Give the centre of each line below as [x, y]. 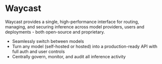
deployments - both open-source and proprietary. [55, 32]
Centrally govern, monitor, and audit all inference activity [69, 56]
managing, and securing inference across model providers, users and [75, 26]
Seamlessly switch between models [48, 41]
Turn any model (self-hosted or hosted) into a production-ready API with [85, 46]
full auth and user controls [38, 51]
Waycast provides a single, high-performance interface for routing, [72, 22]
